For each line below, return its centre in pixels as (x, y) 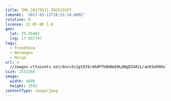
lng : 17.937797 (26, 39)
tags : (11, 43)
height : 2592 (24, 86)
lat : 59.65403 (25, 34)
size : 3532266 (20, 72)
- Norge (18, 57)
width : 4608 (23, 81)
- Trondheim (23, 48)
